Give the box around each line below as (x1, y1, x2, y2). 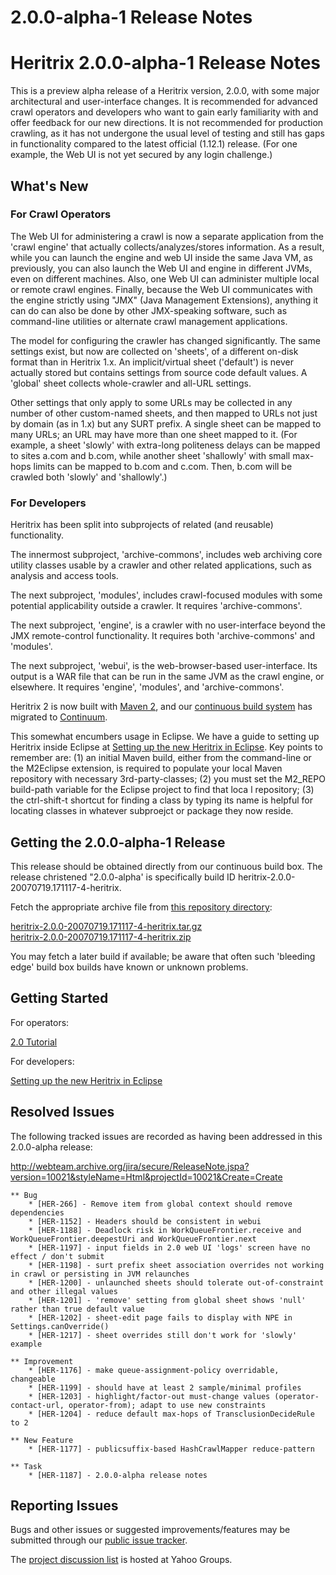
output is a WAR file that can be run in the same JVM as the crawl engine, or (10, 671, 325, 683)
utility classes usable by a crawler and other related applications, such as (10, 559, 312, 571)
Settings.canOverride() (10, 1321, 110, 1331)
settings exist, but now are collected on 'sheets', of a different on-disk (10, 345, 299, 357)
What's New (10, 177, 89, 195)
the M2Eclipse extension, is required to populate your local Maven (10, 762, 283, 775)
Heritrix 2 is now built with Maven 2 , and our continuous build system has (10, 701, 313, 713)
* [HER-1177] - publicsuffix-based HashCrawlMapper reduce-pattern (28, 1444, 315, 1454)
